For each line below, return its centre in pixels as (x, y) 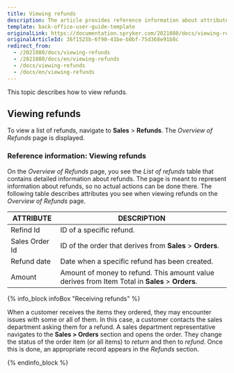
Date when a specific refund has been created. (137, 261)
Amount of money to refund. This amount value (137, 273)
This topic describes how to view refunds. (67, 92)
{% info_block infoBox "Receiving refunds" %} (74, 298)
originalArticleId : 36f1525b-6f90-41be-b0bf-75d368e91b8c (93, 40)
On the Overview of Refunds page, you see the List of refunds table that (110, 171)
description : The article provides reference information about (102, 20)
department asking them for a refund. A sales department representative (111, 327)
